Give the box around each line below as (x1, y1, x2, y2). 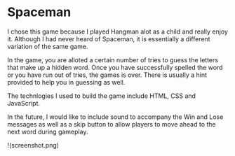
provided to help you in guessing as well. (7, 78, 126, 86)
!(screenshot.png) (7, 141, 60, 149)
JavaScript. (7, 99, 41, 107)
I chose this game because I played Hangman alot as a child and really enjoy (7, 27, 228, 36)
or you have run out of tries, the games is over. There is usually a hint (7, 71, 208, 79)
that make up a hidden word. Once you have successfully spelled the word (7, 63, 223, 71)
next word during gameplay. (7, 127, 88, 136)
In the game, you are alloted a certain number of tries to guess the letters (7, 55, 219, 64)
